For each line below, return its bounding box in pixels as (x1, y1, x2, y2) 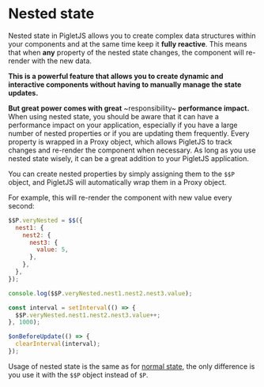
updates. (8, 88, 39, 97)
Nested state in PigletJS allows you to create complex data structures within (8, 31, 256, 40)
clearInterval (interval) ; (15, 340, 101, 348)
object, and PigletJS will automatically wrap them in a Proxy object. (8, 177, 227, 186)
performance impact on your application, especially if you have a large (8, 120, 238, 130)
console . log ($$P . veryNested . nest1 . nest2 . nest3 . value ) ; (8, 289, 193, 297)
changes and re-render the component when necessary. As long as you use (8, 145, 256, 155)
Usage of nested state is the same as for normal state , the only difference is (8, 361, 255, 371)
